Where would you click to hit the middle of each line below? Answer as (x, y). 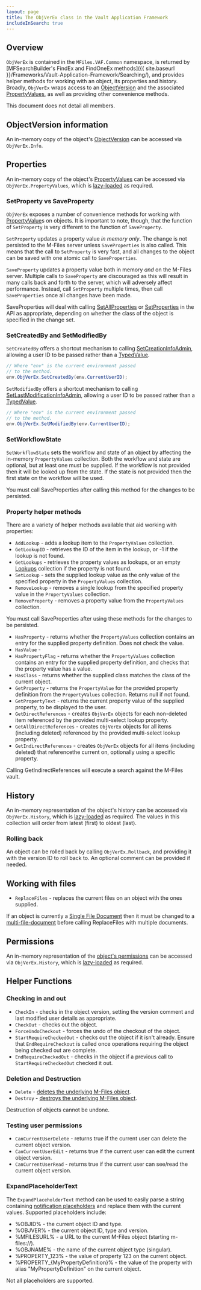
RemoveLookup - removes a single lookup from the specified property (99, 588)
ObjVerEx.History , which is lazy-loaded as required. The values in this (93, 817)
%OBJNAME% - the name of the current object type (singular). (93, 1250)
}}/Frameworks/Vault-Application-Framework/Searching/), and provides (95, 75)
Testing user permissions (44, 1125)
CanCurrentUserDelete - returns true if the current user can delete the (100, 1139)
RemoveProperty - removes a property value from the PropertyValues (99, 601)
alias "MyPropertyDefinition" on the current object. (78, 1269)
